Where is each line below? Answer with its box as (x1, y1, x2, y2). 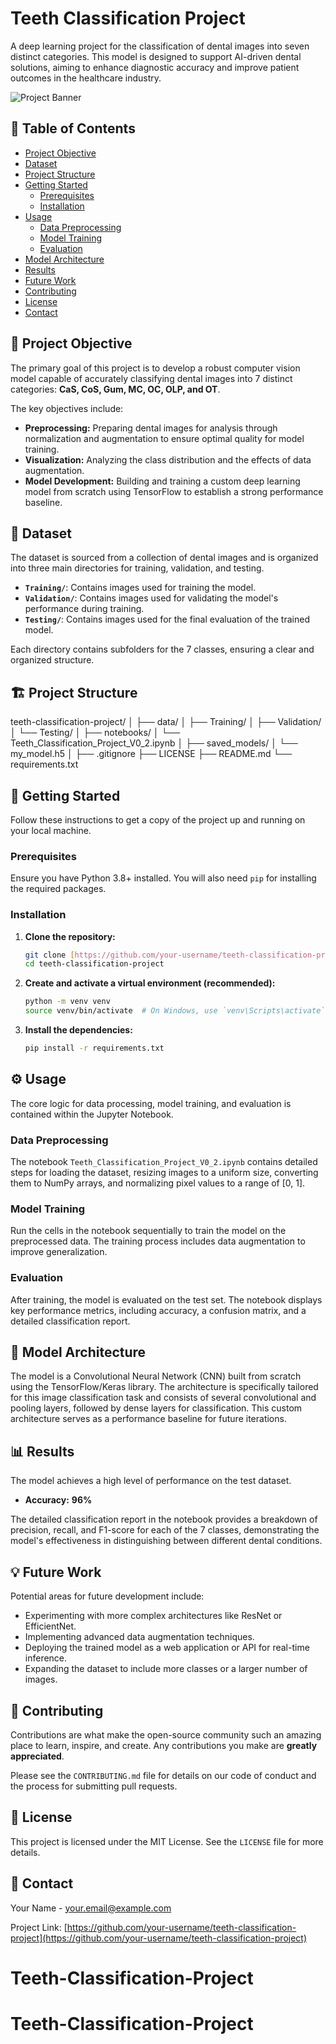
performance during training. (24, 603, 145, 615)
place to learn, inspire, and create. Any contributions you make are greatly (10, 1739, 318, 1751)
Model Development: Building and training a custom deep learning (24, 475, 301, 487)
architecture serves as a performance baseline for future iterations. (10, 1413, 287, 1425)
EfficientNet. (24, 1620, 77, 1632)
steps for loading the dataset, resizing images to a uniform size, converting (10, 1167, 319, 1179)
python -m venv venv (24, 997, 111, 1007)
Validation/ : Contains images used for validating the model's (24, 592, 279, 604)
